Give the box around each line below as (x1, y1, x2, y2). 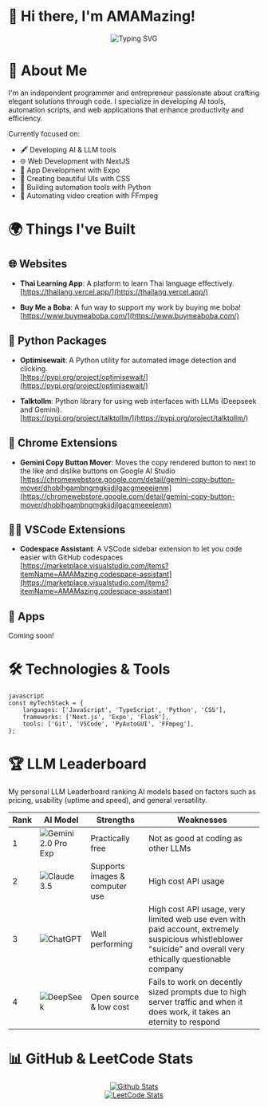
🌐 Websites (8, 257, 68, 271)
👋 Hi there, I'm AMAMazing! (8, 7, 196, 26)
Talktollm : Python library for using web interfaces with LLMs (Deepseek (19, 396, 257, 405)
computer (90, 881, 128, 892)
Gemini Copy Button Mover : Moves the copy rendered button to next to (19, 457, 257, 467)
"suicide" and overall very (148, 943, 246, 955)
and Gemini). (19, 405, 62, 414)
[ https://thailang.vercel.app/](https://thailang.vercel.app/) (19, 287, 209, 296)
